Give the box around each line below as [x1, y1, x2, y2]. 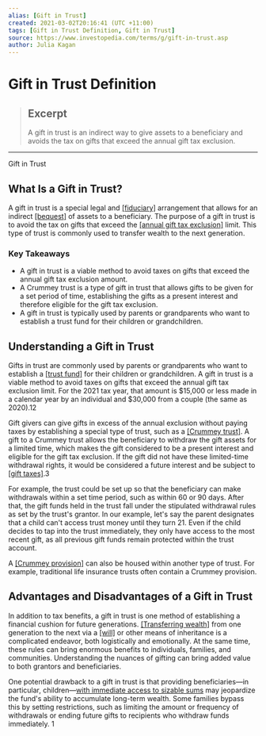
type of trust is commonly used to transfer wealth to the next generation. [8, 228, 245, 238]
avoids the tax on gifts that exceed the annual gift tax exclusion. [27, 136, 236, 146]
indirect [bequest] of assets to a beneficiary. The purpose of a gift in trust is [8, 211, 256, 220]
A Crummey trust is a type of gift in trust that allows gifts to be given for [19, 283, 253, 293]
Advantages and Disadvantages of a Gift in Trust [8, 590, 253, 604]
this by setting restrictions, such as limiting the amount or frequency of [8, 702, 239, 711]
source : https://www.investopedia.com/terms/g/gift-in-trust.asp [8, 33, 228, 42]
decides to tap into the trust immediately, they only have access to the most [8, 527, 255, 536]
